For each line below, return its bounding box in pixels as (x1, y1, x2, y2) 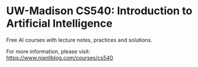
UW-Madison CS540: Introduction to (6, 4, 193, 18)
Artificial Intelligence (6, 17, 112, 30)
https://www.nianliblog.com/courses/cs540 (6, 54, 114, 61)
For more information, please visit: (6, 47, 91, 55)
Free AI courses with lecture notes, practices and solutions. (6, 36, 153, 43)
